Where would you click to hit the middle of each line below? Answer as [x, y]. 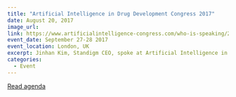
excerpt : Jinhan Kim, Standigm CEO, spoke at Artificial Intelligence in [118, 53]
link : [15, 33]
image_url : [23, 27]
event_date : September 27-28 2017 [58, 40]
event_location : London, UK [48, 46]
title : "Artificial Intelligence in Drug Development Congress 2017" [111, 14]
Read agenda [26, 86]
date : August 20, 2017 [40, 20]
